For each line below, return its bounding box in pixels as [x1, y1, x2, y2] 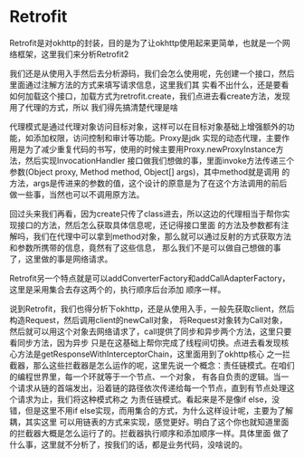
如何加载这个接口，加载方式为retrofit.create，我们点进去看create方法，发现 [9, 91, 291, 101]
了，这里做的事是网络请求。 [9, 253, 113, 264]
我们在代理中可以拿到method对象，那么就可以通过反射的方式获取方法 [33, 231, 292, 242]
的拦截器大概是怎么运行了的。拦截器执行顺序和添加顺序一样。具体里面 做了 [9, 427, 290, 438]
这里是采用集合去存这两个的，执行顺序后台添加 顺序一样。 [9, 283, 226, 295]
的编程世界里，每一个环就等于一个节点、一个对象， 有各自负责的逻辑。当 [9, 371, 281, 382]
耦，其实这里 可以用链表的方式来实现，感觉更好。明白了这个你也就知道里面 [9, 416, 290, 427]
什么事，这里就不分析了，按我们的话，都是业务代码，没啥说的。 [9, 439, 247, 450]
